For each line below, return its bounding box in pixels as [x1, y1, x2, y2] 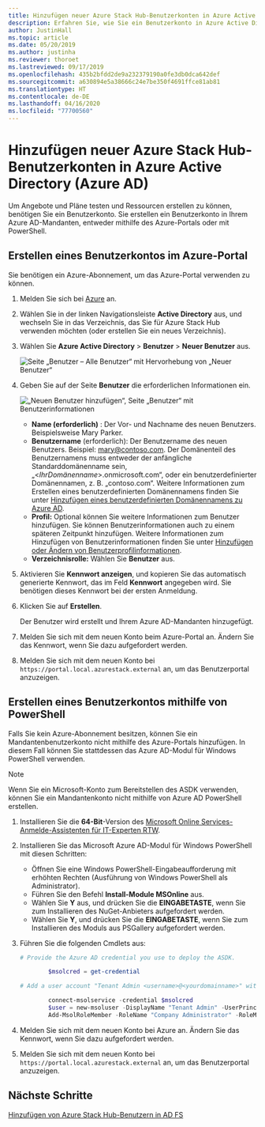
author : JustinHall [8, 26, 73, 34]
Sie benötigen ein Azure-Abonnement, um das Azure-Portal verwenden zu [8, 270, 250, 279]
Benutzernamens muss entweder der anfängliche [31, 452, 192, 463]
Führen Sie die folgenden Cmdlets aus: [19, 938, 146, 947]
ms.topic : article [8, 33, 69, 42]
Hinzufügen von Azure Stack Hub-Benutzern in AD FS [8, 1110, 184, 1119]
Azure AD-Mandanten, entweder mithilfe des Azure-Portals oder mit [8, 217, 230, 227]
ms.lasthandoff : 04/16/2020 [8, 100, 101, 108]
